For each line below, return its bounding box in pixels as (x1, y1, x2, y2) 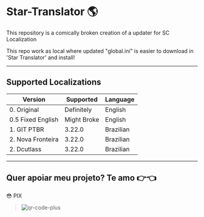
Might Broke (64, 115, 100, 123)
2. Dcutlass (9, 145, 42, 153)
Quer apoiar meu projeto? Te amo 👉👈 (6, 173, 157, 183)
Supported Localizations (6, 77, 101, 88)
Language (105, 95, 135, 103)
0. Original (9, 105, 39, 114)
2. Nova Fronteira (9, 135, 59, 143)
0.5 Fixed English (9, 115, 59, 123)
